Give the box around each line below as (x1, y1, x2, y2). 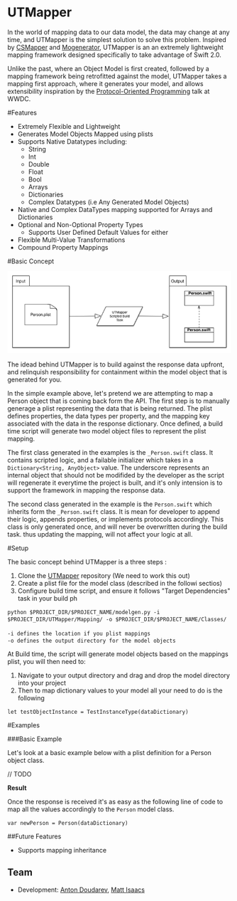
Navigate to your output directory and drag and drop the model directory (17, 670, 231, 680)
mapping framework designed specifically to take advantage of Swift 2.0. (7, 51, 222, 59)
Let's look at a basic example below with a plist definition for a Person (7, 748, 211, 757)
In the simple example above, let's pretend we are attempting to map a (7, 389, 214, 397)
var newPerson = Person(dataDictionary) (7, 819, 129, 826)
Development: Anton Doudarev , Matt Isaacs (17, 885, 145, 894)
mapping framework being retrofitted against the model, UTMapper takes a (7, 72, 227, 80)
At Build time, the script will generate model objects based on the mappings (7, 649, 228, 658)
